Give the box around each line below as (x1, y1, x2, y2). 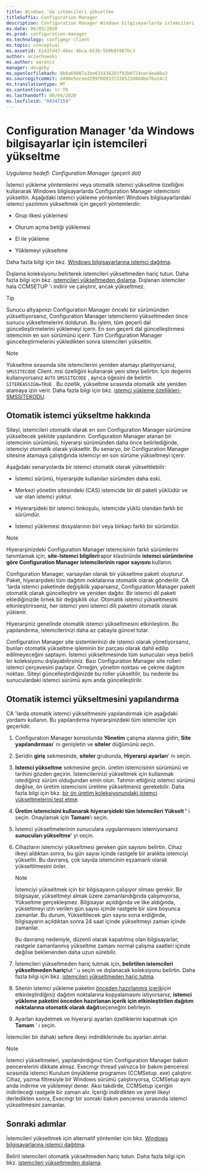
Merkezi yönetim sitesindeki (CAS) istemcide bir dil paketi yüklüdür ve (14, 487, 188, 494)
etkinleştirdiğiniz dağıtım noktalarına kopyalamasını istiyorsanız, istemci (14, 991, 192, 998)
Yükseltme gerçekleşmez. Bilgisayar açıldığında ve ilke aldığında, (14, 899, 176, 906)
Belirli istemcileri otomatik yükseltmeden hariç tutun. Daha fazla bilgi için (6, 1153, 185, 1159)
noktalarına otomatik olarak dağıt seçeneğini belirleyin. (14, 1004, 152, 1011)
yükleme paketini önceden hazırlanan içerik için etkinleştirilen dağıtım (14, 997, 194, 1004)
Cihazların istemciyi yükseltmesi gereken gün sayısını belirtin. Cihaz (14, 844, 182, 851)
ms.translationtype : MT (6, 82, 66, 88)
